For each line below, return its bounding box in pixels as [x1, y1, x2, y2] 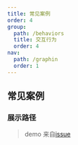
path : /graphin [13, 56, 58, 63]
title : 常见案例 [7, 10, 51, 18]
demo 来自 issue [24, 130, 71, 139]
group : [7, 23, 27, 30]
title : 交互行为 [13, 36, 58, 43]
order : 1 [13, 62, 39, 69]
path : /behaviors [13, 29, 65, 37]
